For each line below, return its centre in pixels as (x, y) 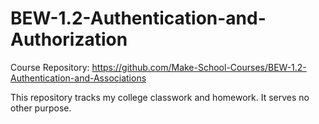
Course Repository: (50, 67)
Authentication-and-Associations (78, 78)
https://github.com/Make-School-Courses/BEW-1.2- (199, 67)
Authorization (69, 39)
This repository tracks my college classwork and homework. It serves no (160, 97)
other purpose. (41, 108)
